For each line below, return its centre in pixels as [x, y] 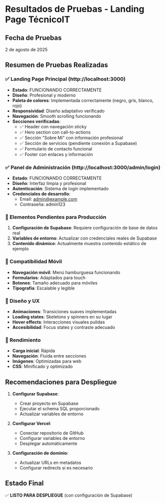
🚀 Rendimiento [23, 340]
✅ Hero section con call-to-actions [55, 132]
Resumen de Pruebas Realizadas [57, 65]
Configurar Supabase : [36, 394]
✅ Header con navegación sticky [53, 126]
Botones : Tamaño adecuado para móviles [55, 283]
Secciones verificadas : [36, 121]
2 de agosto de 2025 [26, 50]
